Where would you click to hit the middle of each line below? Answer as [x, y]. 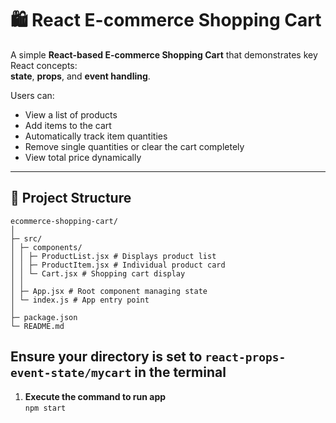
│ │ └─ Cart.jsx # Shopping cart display [98, 273]
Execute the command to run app [95, 396]
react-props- [245, 357]
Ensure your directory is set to [106, 357]
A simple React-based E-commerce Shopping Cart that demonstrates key [164, 54]
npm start [45, 408]
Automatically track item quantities [96, 136]
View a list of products [71, 114]
